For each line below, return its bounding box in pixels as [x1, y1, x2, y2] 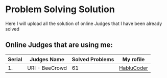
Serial [8, 56, 22, 63]
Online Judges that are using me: [5, 41, 113, 49]
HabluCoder [119, 64, 148, 71]
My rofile [122, 56, 145, 63]
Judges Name [30, 56, 65, 63]
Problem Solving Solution [5, 4, 115, 15]
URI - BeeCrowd [27, 64, 67, 71]
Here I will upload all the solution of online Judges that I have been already [5, 20, 162, 27]
